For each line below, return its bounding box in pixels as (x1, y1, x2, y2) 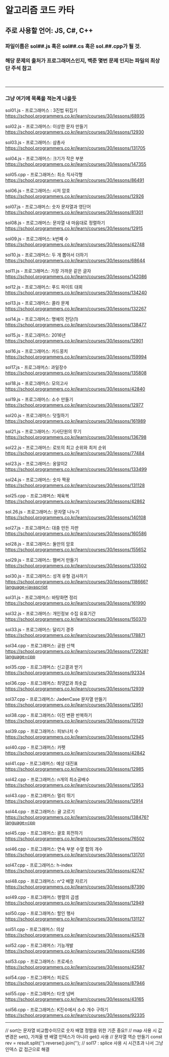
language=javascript (5, 584, 48, 590)
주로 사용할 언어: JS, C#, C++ (5, 26, 94, 35)
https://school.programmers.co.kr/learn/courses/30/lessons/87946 (5, 980, 145, 986)
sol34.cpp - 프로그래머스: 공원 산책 (5, 643, 75, 649)
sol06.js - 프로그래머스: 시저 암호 (5, 187, 70, 194)
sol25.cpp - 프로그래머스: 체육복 (5, 493, 69, 499)
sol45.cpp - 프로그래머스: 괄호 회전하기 (5, 830, 83, 836)
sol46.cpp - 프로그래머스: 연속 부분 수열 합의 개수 (5, 846, 103, 852)
